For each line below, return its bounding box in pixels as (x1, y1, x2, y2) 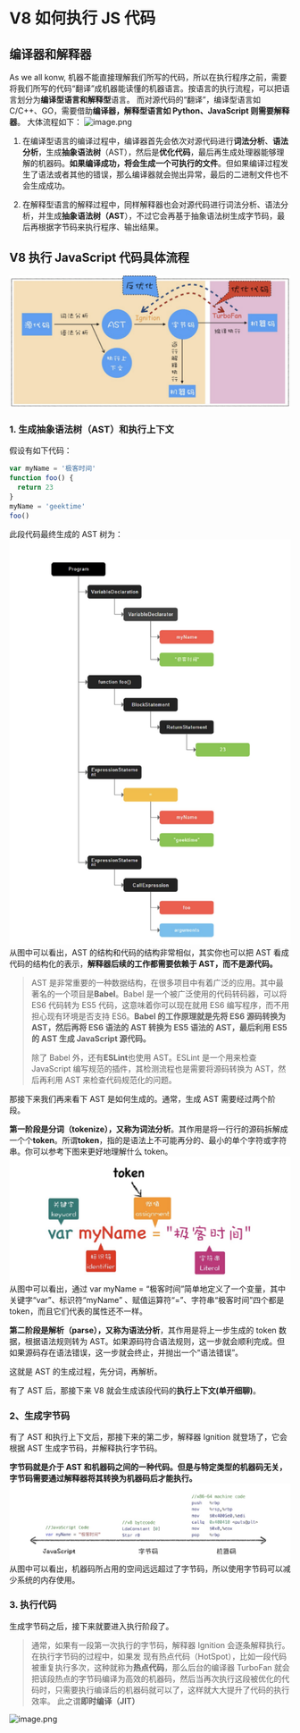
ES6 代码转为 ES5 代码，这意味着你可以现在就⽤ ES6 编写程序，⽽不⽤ (30, 1000, 290, 1011)
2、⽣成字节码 (9, 1409, 71, 1422)
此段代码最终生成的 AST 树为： (9, 528, 123, 539)
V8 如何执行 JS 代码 (9, 8, 156, 29)
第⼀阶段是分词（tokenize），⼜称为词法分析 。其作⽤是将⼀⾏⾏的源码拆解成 (9, 1123, 288, 1135)
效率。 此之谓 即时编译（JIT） (30, 1695, 140, 1706)
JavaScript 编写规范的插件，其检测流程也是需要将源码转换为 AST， (30, 1064, 279, 1074)
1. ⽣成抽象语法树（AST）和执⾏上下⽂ (9, 423, 174, 435)
